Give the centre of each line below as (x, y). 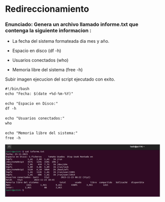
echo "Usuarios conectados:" (35, 118)
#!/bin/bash (17, 89)
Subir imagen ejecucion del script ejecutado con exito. (60, 79)
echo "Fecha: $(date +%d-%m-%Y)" (39, 94)
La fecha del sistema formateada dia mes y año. (61, 41)
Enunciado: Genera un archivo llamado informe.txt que (72, 25)
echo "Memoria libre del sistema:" (41, 133)
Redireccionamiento (47, 9)
